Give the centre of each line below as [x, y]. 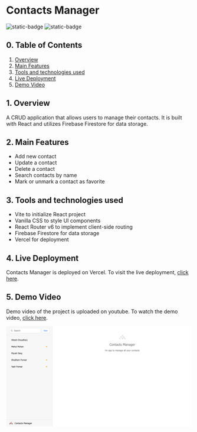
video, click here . [27, 317]
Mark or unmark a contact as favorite [60, 181]
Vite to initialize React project [50, 215]
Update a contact [36, 163]
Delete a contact [35, 169]
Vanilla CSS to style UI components [58, 221]
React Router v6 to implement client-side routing [73, 227]
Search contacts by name [46, 176]
